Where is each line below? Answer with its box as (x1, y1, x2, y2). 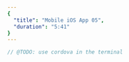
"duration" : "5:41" (13, 23, 70, 30)
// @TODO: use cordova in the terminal (7, 49, 123, 56)
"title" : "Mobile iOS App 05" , (13, 17, 105, 24)
